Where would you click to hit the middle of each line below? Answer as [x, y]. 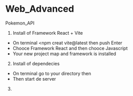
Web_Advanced [40, 9]
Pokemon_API [20, 23]
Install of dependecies [36, 63]
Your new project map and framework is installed [64, 54]
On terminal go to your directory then [52, 73]
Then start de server [34, 79]
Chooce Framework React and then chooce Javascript [70, 48]
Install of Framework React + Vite [48, 33]
